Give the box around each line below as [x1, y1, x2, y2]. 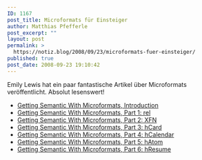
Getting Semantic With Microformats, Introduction [17, 101, 159, 109]
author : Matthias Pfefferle [7, 23, 88, 30]
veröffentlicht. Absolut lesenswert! [7, 88, 105, 96]
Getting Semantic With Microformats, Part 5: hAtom [17, 137, 163, 146]
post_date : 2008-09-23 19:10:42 [7, 61, 100, 68]
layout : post [7, 36, 45, 43]
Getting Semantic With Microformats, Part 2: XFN [17, 115, 157, 124]
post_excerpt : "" [7, 29, 57, 37]
